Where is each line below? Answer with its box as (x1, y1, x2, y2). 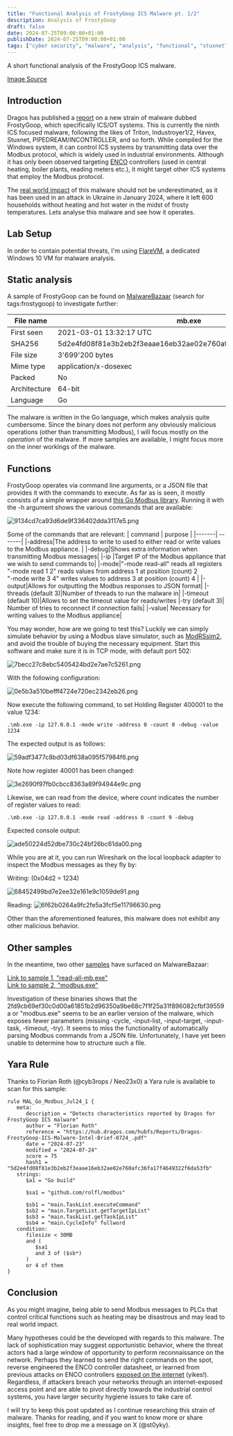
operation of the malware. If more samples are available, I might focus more (7, 435, 223, 444)
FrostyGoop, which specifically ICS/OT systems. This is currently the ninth (7, 121, 220, 129)
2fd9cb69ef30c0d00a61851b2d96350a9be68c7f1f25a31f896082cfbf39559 (7, 1002, 225, 1010)
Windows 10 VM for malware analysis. (7, 254, 116, 262)
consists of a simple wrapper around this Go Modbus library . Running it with (7, 496, 224, 504)
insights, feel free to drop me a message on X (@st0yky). (7, 1420, 171, 1429)
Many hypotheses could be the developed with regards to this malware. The (7, 1333, 225, 1342)
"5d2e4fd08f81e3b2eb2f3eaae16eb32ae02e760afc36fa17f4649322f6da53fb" (7, 1165, 213, 1172)
